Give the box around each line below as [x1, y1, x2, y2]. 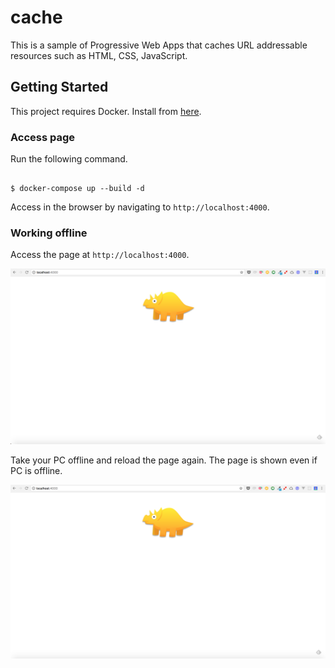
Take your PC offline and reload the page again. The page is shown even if [10, 454, 318, 466]
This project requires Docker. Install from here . [10, 105, 202, 117]
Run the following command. [10, 153, 128, 165]
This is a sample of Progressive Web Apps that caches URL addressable [10, 39, 308, 51]
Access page [10, 130, 76, 144]
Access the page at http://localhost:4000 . [10, 249, 190, 261]
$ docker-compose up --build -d [10, 184, 145, 194]
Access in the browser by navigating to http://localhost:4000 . [10, 201, 270, 213]
